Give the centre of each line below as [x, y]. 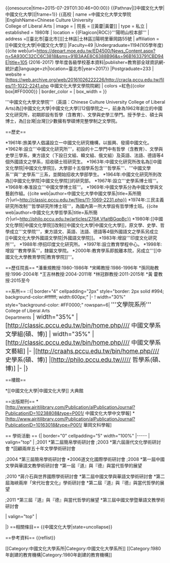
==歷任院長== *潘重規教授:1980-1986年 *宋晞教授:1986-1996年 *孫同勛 [80, 268]
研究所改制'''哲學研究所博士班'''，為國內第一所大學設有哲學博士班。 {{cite [82, 206]
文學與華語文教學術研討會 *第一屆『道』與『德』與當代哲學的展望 [74, 465]
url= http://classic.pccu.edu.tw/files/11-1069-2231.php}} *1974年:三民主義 [88, 200]
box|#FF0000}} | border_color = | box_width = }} [56, 91]
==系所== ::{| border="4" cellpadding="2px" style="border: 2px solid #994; [85, 291]
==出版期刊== [20, 401]
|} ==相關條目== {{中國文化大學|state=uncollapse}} [59, 527]
